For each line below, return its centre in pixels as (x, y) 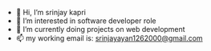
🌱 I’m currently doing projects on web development (101, 29)
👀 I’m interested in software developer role (86, 21)
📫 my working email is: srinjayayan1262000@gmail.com (109, 38)
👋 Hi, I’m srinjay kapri (51, 12)
